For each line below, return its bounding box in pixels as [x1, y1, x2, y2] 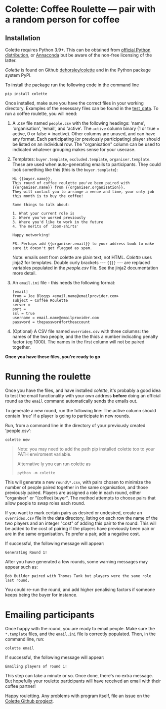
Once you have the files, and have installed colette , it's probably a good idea [5, 387, 161, 393]
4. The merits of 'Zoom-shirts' [12, 224, 79, 229]
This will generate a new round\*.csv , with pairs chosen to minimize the [5, 479, 151, 485]
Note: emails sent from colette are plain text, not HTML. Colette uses [12, 254, 152, 260]
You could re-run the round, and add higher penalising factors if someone [5, 586, 156, 593]
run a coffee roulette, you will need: [5, 110, 78, 116]
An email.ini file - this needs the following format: [12, 280, 116, 285]
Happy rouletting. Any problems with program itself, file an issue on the [5, 693, 150, 699]
